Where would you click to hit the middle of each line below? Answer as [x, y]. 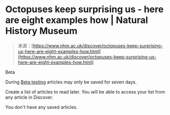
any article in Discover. [29, 97]
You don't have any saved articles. [41, 107]
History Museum [41, 31]
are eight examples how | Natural [77, 20]
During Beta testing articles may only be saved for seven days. [71, 82]
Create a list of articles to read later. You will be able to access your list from [85, 92]
